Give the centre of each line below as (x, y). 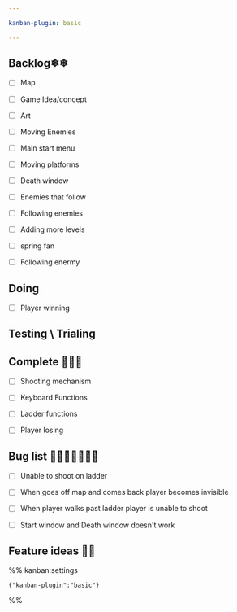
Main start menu (47, 148)
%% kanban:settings (43, 570)
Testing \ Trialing (52, 334)
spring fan (37, 246)
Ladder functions (49, 414)
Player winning (45, 308)
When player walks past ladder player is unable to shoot (114, 509)
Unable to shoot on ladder (64, 476)
